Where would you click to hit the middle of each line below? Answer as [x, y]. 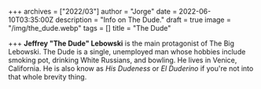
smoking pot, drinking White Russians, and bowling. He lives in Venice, [123, 60]
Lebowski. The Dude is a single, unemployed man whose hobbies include [127, 52]
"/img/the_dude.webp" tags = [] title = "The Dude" [90, 28]
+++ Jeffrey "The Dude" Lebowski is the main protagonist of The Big [121, 43]
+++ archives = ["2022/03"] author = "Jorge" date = [93, 11]
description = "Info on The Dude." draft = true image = [143, 20]
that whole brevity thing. [48, 77]
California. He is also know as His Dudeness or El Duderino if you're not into [131, 69]
